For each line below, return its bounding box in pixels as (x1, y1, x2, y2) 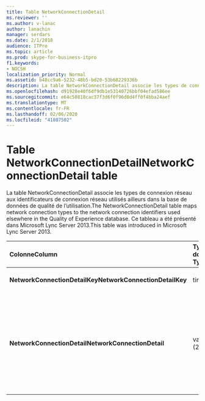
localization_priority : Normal (6, 71, 86, 78)
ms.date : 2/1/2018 (6, 37, 53, 43)
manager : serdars (6, 32, 51, 38)
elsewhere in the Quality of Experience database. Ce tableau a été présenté (6, 215, 196, 223)
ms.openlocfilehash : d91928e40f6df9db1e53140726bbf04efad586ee (6, 89, 171, 95)
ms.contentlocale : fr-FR (6, 105, 70, 112)
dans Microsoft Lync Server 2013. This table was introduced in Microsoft (6, 222, 187, 229)
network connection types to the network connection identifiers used (6, 209, 181, 216)
